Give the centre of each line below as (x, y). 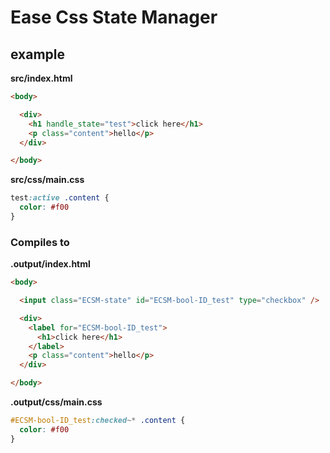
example (38, 54)
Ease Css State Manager (114, 17)
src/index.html (41, 78)
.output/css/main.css (56, 402)
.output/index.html (50, 264)
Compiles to (40, 242)
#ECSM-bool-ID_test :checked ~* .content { (98, 421)
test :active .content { (60, 198)
